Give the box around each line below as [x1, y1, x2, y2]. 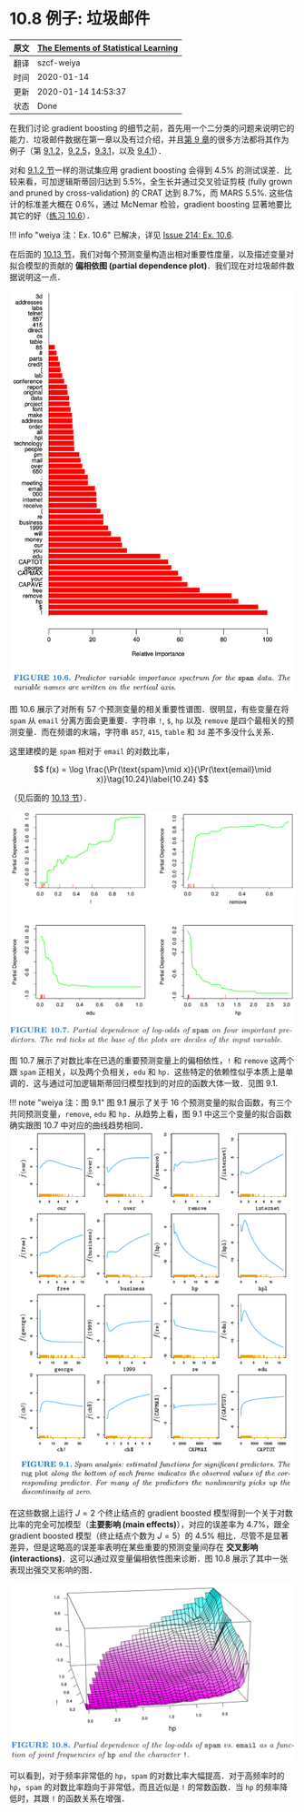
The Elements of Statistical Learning [37, 42, 179, 53]
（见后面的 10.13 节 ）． [9, 792, 93, 803]
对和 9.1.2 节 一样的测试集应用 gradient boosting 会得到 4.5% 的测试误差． [9, 165, 284, 176]
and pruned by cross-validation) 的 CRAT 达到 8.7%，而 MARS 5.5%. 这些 [9, 187, 286, 198]
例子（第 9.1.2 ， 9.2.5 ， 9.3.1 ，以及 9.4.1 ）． [9, 145, 166, 156]
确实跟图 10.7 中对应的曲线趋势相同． [9, 1120, 148, 1131]
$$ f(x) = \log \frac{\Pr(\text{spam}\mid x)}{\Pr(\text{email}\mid [33, 763, 272, 774]
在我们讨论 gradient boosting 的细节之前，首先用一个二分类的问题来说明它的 [9, 122, 295, 133]
